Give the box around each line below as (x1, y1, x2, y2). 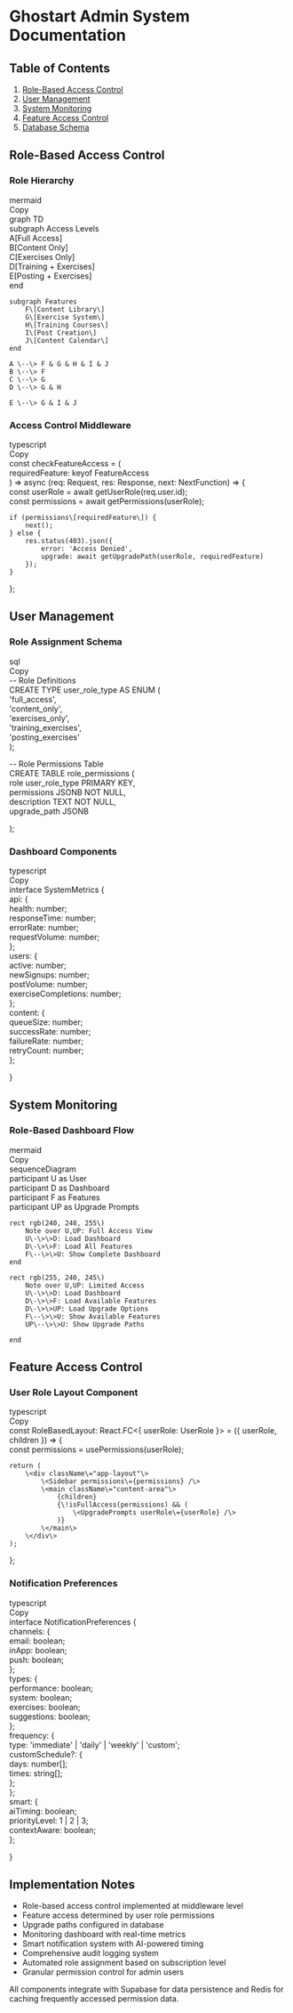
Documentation (9, 25, 127, 45)
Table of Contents (9, 61, 111, 76)
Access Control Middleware (9, 418, 131, 431)
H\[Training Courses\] (25, 321, 109, 329)
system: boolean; (9, 1692, 73, 1702)
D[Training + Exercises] (9, 261, 96, 272)
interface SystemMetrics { (9, 884, 105, 895)
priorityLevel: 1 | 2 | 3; (9, 1814, 89, 1826)
